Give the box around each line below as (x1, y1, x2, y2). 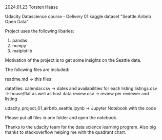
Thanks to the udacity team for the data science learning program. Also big (5, 124, 156, 130)
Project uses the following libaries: (5, 28, 75, 34)
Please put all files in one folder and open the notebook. (5, 115, 118, 121)
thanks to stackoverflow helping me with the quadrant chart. (5, 129, 126, 135)
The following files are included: (5, 67, 70, 72)
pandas (12, 37, 28, 43)
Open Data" (5, 19, 29, 24)
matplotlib (12, 48, 33, 53)
